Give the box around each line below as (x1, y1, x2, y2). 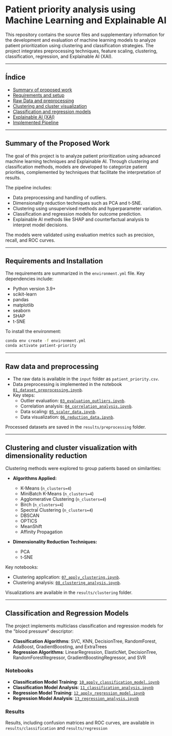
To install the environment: (5, 328, 61, 335)
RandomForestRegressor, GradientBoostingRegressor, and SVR (12, 654, 146, 661)
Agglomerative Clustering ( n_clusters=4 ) (20, 496, 106, 502)
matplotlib (12, 302, 34, 308)
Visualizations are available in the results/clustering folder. (5, 589, 133, 595)
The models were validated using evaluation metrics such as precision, (5, 231, 155, 238)
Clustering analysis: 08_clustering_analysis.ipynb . (12, 579, 121, 586)
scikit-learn (12, 291, 37, 297)
